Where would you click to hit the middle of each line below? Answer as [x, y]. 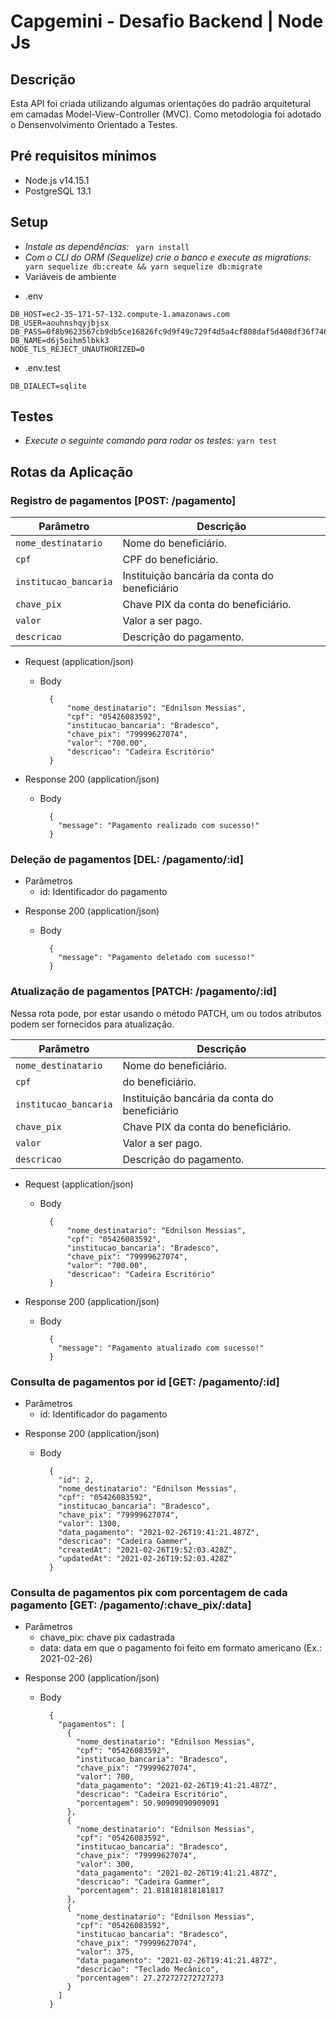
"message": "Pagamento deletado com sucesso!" [157, 958]
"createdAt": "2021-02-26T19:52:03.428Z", [148, 1550]
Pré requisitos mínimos [83, 156]
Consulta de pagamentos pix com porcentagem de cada [149, 1592]
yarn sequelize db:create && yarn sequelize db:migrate [143, 266]
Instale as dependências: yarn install [107, 246]
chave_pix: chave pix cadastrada [107, 1637]
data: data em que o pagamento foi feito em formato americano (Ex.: [180, 1648]
